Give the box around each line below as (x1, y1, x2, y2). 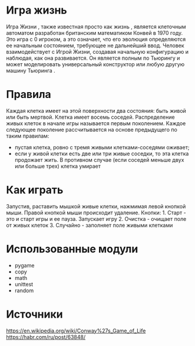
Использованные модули (6, 243, 138, 256)
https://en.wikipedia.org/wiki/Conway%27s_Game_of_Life (6, 327, 146, 334)
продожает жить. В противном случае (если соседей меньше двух (14, 156, 184, 163)
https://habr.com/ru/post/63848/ (6, 333, 86, 340)
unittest (14, 280, 34, 288)
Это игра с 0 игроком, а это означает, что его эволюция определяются (6, 35, 186, 43)
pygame (14, 262, 35, 269)
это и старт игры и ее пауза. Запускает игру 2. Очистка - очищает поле (6, 215, 187, 222)
